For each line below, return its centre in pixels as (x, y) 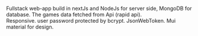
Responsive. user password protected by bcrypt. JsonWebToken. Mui (91, 21)
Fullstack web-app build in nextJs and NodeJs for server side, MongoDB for (99, 8)
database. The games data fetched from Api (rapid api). (74, 15)
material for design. (30, 27)
